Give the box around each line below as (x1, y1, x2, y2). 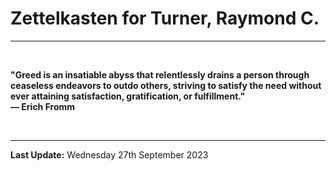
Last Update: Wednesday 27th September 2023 (10, 148, 209, 161)
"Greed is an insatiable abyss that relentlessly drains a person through (10, 68, 310, 81)
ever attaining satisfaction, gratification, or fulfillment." (10, 90, 246, 102)
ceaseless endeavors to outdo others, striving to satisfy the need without (10, 79, 322, 91)
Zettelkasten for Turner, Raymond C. (10, 7, 320, 30)
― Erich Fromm (10, 100, 76, 112)
